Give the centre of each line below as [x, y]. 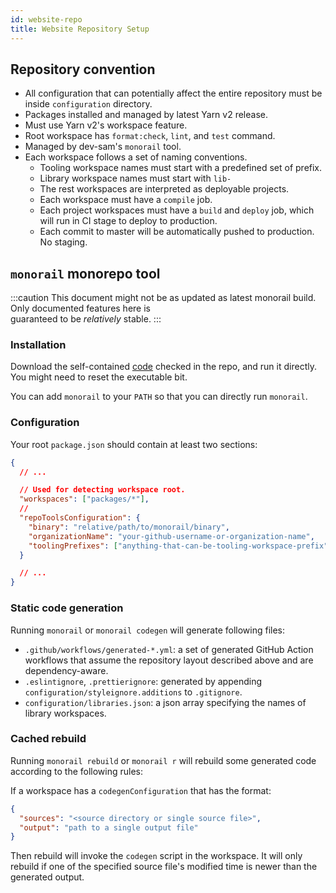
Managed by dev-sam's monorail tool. [103, 147]
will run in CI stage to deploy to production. [128, 221]
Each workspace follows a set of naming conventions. [136, 157]
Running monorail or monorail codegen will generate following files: [148, 630]
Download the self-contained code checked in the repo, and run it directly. [163, 367]
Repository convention [83, 69]
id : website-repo [46, 19]
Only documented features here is [80, 308]
